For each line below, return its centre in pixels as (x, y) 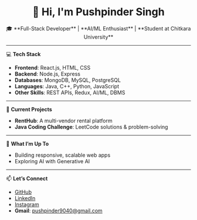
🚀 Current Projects (29, 109)
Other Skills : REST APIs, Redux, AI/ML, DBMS (70, 92)
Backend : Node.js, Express (47, 74)
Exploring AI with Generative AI (52, 161)
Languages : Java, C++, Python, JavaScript (67, 86)
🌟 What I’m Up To (28, 143)
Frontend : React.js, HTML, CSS (52, 67)
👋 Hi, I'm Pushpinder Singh (98, 12)
